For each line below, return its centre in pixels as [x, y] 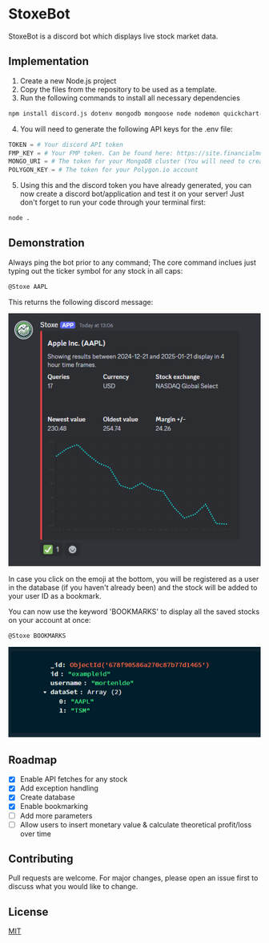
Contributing [41, 859]
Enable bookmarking [54, 807]
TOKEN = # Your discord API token [66, 144]
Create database [47, 797]
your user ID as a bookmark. [55, 595]
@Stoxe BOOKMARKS [37, 636]
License [28, 912]
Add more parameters [56, 815]
